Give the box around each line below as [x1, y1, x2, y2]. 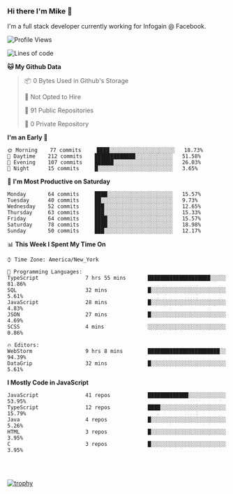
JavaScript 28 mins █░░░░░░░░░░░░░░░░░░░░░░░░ [7, 299, 227, 306]
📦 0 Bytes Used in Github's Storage [24, 77, 129, 85]
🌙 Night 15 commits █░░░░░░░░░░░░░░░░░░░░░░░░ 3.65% [7, 165, 198, 172]
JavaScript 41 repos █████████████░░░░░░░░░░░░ [7, 392, 227, 399]
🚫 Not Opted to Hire [24, 93, 82, 101]
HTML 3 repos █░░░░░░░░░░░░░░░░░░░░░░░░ [7, 428, 227, 435]
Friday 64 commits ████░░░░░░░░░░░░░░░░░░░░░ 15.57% [7, 216, 201, 223]
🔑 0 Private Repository [24, 120, 89, 128]
